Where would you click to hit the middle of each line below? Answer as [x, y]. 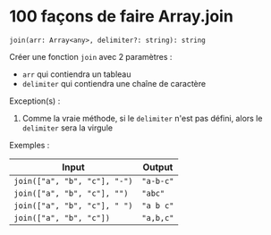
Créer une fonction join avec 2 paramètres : [91, 56]
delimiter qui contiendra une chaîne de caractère [114, 83]
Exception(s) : [35, 101]
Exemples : [30, 145]
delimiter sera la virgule [68, 128]
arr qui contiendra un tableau [76, 74]
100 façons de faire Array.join [122, 17]
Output [158, 167]
